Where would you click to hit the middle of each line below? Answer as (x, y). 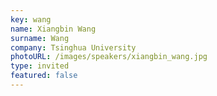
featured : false (44, 76)
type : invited (40, 66)
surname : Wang (40, 38)
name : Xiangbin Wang (53, 29)
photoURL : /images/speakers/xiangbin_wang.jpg (109, 57)
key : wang (31, 19)
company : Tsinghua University (73, 47)
